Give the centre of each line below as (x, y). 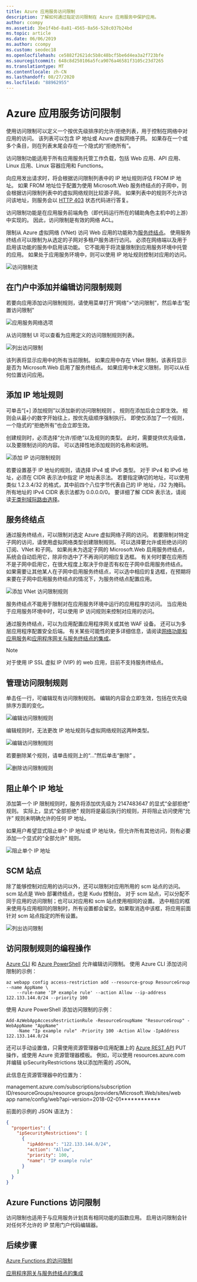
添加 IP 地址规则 (35, 395)
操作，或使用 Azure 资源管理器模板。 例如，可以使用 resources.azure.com (96, 1055)
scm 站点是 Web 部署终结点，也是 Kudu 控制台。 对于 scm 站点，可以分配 (95, 893)
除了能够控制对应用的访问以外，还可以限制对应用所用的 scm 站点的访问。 (95, 886)
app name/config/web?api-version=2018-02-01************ (84, 1099)
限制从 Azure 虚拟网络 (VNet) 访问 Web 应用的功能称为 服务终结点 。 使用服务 (98, 232)
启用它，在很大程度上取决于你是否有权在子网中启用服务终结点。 (108, 564)
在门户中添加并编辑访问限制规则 (64, 287)
